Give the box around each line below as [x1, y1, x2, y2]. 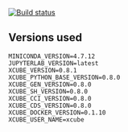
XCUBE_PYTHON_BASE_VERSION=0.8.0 [8, 73, 121, 81]
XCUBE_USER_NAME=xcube [8, 115, 85, 124]
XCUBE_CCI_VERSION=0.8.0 [8, 94, 92, 102]
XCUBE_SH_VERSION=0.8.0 [8, 87, 89, 96]
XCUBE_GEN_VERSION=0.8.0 [8, 80, 92, 89]
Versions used [8, 31, 83, 44]
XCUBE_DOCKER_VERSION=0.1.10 [8, 109, 106, 117]
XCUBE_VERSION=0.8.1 [8, 66, 78, 74]
